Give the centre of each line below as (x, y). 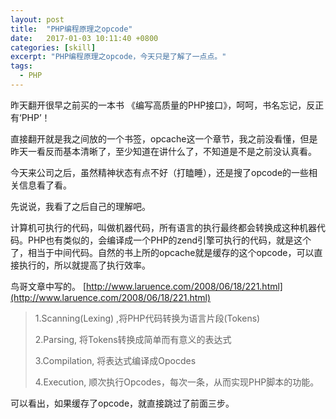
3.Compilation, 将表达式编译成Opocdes (115, 360)
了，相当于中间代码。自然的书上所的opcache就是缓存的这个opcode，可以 (162, 252)
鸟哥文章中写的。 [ (48, 286)
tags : (21, 66)
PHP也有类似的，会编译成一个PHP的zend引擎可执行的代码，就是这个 (169, 240)
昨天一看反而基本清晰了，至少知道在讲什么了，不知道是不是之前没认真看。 (163, 151)
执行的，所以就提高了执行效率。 (84, 265)
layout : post (37, 19)
